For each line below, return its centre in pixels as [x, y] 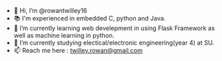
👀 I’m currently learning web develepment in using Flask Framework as [114, 28]
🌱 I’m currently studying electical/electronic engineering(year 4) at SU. [114, 42]
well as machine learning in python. [64, 35]
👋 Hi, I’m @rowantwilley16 [50, 11]
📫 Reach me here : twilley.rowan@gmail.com [78, 50]
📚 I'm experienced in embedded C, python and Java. [90, 18]
